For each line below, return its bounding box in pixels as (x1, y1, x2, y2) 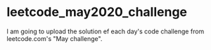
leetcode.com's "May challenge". (6, 34, 103, 42)
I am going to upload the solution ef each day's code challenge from (6, 27, 205, 35)
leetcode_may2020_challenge (6, 4, 188, 20)
